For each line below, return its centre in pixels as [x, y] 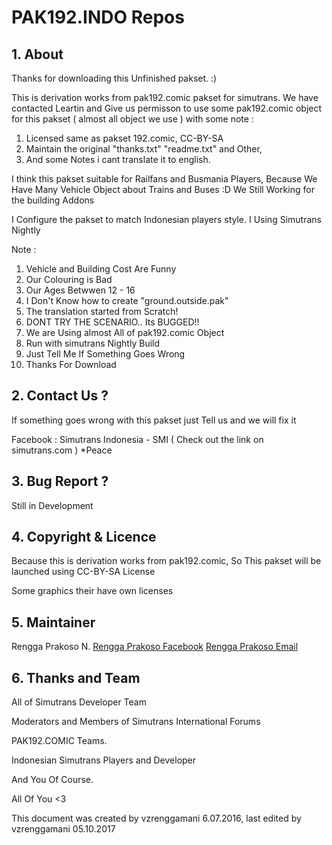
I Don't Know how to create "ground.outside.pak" [127, 300]
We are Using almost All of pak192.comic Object [125, 332]
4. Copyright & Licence [84, 537]
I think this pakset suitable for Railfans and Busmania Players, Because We [164, 179]
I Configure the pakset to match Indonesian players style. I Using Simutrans [166, 219]
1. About [37, 54]
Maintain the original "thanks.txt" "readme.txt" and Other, [144, 149]
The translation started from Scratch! [102, 311]
